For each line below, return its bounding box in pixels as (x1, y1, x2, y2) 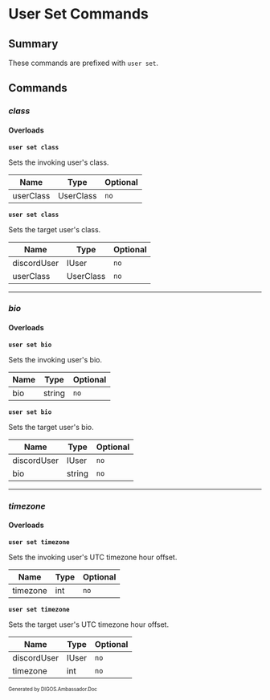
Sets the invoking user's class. (8, 158, 109, 167)
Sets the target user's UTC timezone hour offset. (8, 620, 170, 629)
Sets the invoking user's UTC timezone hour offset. (8, 552, 178, 562)
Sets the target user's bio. (8, 422, 94, 432)
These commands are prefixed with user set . (8, 58, 159, 68)
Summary (8, 37, 59, 51)
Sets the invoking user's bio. (8, 354, 103, 364)
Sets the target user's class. (8, 224, 101, 234)
